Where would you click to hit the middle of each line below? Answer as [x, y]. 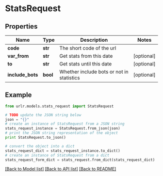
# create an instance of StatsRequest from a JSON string [65, 124]
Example [18, 95]
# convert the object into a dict [40, 146]
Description [94, 40]
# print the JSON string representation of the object [62, 133]
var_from [18, 56]
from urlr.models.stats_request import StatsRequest [59, 106]
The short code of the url [88, 48]
